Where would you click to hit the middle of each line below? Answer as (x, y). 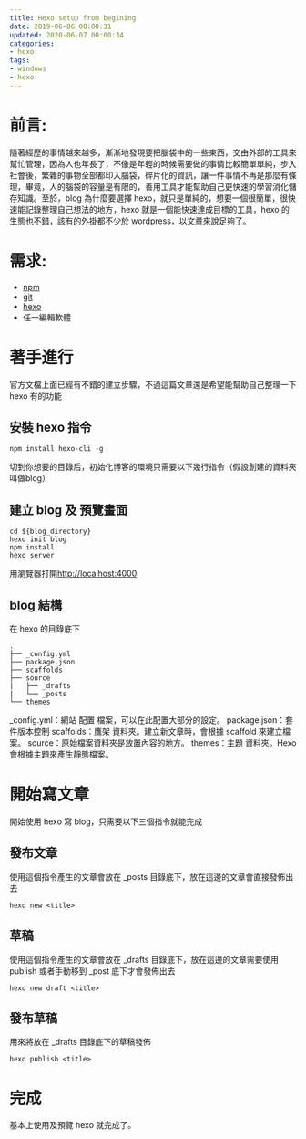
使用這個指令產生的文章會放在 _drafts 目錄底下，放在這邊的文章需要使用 (144, 959)
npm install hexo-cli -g (56, 449)
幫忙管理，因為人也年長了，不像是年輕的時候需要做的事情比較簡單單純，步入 (153, 163)
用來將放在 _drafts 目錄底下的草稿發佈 (81, 1042)
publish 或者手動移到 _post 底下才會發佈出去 (92, 971)
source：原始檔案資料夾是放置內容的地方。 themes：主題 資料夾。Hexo (162, 743)
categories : (32, 43)
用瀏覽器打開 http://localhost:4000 (73, 574)
